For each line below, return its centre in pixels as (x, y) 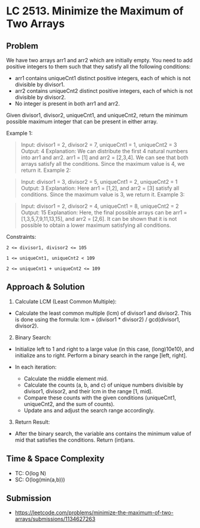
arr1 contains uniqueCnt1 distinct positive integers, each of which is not (103, 78)
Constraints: (21, 237)
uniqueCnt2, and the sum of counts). (69, 404)
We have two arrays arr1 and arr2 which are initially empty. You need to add (99, 60)
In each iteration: (36, 367)
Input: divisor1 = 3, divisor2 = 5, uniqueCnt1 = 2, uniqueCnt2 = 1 (99, 182)
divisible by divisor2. (40, 97)
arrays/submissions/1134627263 (55, 519)
